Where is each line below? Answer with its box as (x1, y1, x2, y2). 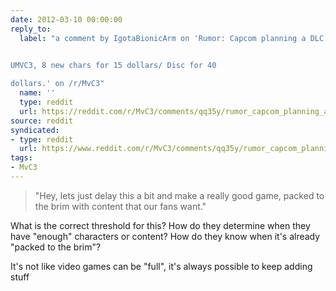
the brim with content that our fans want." (34, 200, 207, 212)
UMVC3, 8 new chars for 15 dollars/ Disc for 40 (10, 61, 217, 71)
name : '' (19, 88, 56, 98)
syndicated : (10, 125, 60, 135)
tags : (10, 153, 33, 163)
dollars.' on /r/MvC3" (10, 79, 105, 89)
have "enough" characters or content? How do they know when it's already (10, 230, 321, 242)
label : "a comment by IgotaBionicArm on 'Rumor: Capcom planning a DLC (19, 33, 325, 43)
